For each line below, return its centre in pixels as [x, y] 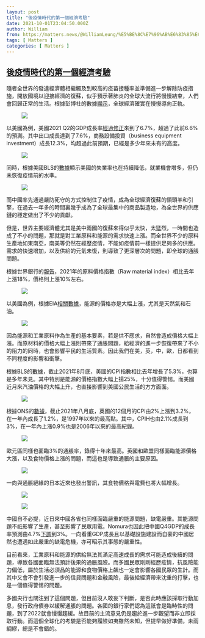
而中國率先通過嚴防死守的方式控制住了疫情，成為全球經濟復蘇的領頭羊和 [97, 200]
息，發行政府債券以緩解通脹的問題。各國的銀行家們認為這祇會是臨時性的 [97, 606]
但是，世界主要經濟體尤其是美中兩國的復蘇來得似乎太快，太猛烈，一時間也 [100, 228]
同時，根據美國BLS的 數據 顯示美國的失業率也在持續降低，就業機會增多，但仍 [102, 167]
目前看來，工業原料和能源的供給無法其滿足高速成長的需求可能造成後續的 [97, 554]
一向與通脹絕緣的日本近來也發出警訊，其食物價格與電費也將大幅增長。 [95, 482]
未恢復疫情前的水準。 [33, 175]
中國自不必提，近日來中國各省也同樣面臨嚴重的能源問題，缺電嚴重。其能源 [100, 518]
